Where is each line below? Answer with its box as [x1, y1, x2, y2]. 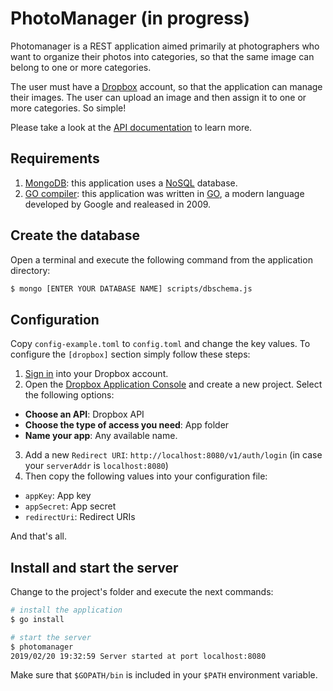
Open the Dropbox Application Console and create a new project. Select [24, 378, 323, 391]
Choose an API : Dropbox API [24, 408, 145, 421]
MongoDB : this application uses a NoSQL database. [24, 177, 238, 189]
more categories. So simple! [10, 102, 127, 114]
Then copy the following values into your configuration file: [24, 470, 268, 482]
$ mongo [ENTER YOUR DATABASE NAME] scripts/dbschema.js [10, 283, 253, 294]
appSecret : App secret [24, 500, 117, 512]
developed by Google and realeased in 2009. [24, 198, 212, 210]
